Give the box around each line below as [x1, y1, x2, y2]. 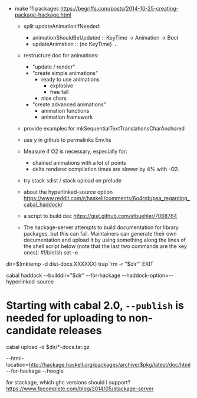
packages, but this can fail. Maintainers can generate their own [23, 230, 177, 237]
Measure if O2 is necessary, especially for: [23, 148, 128, 155]
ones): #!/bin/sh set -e [23, 249, 78, 256]
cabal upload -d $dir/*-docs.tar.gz [6, 343, 90, 350]
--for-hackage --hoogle [6, 367, 64, 374]
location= [6, 361, 29, 368]
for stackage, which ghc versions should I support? [6, 379, 131, 386]
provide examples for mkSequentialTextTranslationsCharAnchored [23, 125, 185, 132]
